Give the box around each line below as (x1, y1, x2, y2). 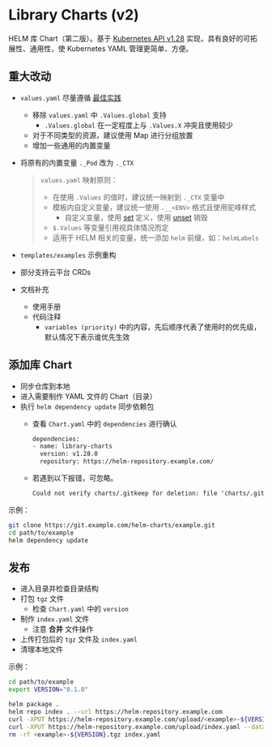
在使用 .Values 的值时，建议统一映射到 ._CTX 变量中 (52, 192, 225, 202)
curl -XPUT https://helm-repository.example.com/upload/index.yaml (8, 723, 241, 731)
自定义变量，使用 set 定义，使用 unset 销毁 (64, 213, 208, 222)
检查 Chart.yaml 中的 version (32, 604, 130, 614)
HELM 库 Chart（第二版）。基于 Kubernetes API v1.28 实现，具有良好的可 (8, 33, 251, 43)
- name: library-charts (32, 442, 113, 451)
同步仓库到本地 (19, 381, 70, 391)
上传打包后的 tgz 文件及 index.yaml (19, 634, 138, 644)
